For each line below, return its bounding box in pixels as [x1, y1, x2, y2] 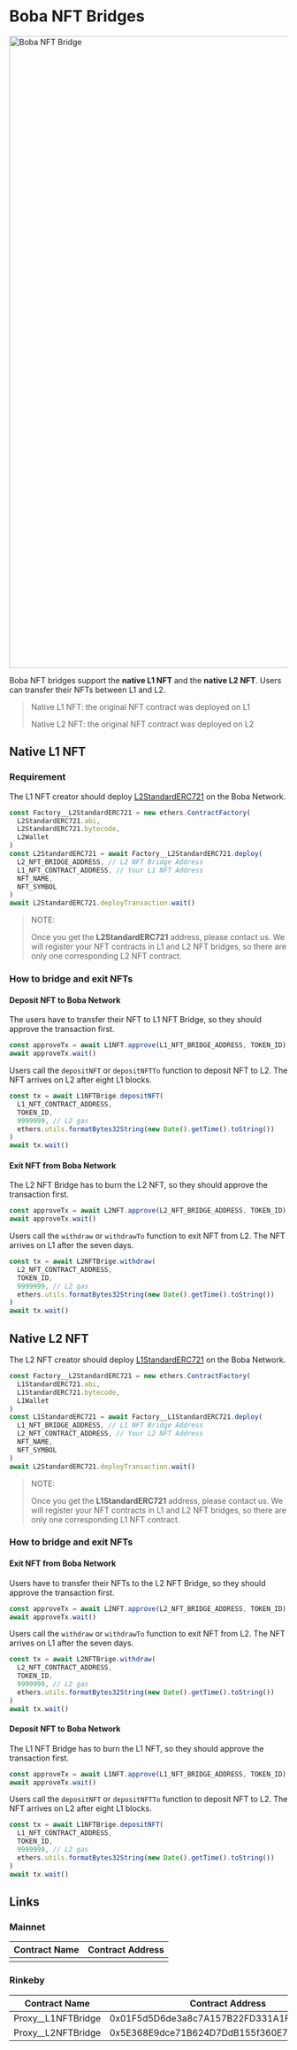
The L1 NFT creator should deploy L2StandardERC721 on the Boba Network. [9, 790, 286, 802]
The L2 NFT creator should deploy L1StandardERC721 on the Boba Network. [9, 1354, 286, 1365]
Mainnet [9, 1921, 46, 1933]
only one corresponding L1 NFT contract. [30, 1514, 180, 1524]
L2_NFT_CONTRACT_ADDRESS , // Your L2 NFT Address [17, 1430, 203, 1438]
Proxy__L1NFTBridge [13, 2012, 102, 2024]
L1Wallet [17, 1396, 49, 1405]
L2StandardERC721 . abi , [17, 816, 101, 825]
